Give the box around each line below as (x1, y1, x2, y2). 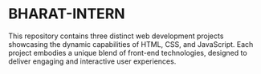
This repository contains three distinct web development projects (8, 31, 224, 41)
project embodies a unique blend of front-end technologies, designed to (8, 48, 247, 57)
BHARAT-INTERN (8, 5, 126, 23)
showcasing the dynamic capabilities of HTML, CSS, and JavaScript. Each (8, 39, 254, 49)
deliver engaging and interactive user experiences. (8, 56, 177, 66)
